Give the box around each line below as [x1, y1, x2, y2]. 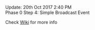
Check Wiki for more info [5, 19, 57, 25]
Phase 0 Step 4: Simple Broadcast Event [5, 9, 90, 15]
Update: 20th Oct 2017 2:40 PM [5, 4, 72, 10]
